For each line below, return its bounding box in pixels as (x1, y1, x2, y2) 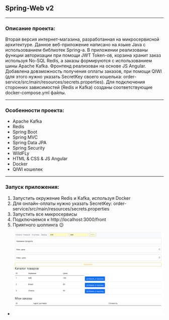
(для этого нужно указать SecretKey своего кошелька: (5, 74, 122, 80)
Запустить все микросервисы (12, 211, 77, 217)
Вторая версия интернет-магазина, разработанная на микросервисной (5, 36, 159, 42)
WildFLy (12, 150, 30, 156)
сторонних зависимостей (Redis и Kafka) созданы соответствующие (5, 84, 153, 90)
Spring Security (12, 145, 45, 151)
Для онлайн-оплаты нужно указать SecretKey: (12, 200, 112, 206)
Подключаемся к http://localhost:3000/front (12, 216, 107, 223)
